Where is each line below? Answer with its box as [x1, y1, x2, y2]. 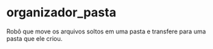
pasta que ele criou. [6, 34, 63, 42]
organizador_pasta [6, 5, 117, 20]
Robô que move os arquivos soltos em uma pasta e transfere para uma [6, 27, 206, 35]
